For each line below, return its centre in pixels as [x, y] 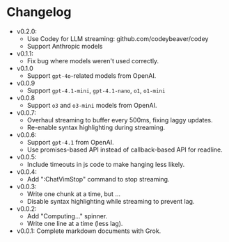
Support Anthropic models [65, 46]
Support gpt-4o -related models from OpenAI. [92, 75]
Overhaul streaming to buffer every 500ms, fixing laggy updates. [120, 120]
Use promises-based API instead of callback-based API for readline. [125, 150]
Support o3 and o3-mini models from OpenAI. [92, 105]
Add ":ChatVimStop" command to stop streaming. [98, 179]
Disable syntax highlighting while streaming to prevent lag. [111, 201]
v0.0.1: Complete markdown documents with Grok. [89, 231]
